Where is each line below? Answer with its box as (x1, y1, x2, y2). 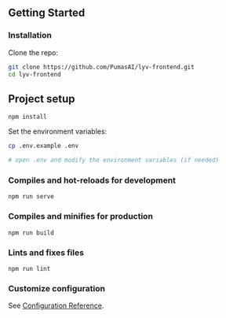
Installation (8, 30, 53, 41)
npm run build (8, 228, 55, 237)
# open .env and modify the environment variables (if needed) (8, 157, 220, 165)
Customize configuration (8, 283, 106, 294)
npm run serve (8, 193, 55, 201)
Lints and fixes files (8, 247, 85, 258)
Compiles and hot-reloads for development (8, 175, 177, 186)
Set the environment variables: (8, 127, 108, 136)
